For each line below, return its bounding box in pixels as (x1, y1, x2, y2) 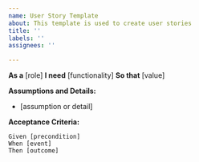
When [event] (8, 140, 52, 148)
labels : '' (8, 34, 45, 43)
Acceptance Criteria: (8, 117, 80, 127)
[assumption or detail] (19, 102, 93, 111)
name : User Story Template (8, 11, 99, 20)
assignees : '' (8, 42, 56, 50)
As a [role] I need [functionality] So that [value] (8, 71, 165, 80)
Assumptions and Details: (8, 86, 96, 96)
